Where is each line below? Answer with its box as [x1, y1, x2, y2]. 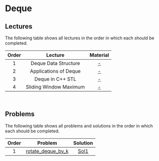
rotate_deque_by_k [26, 147, 69, 154]
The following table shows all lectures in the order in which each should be [5, 35, 155, 41]
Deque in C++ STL [34, 76, 77, 82]
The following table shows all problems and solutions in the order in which [5, 123, 153, 129]
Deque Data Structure [31, 60, 80, 66]
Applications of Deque [30, 68, 81, 74]
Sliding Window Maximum [26, 83, 85, 90]
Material [89, 52, 109, 58]
